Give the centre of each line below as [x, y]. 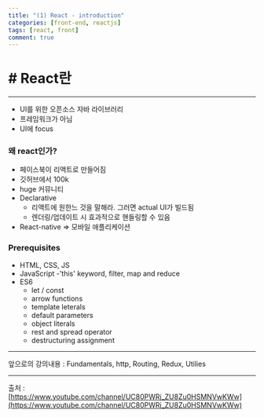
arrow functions [57, 298]
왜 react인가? [33, 152]
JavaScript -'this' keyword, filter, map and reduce [100, 273]
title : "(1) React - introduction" [66, 15]
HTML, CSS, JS [44, 265]
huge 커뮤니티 [42, 189]
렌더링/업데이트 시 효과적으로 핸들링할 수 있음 [101, 218]
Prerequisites [34, 248]
